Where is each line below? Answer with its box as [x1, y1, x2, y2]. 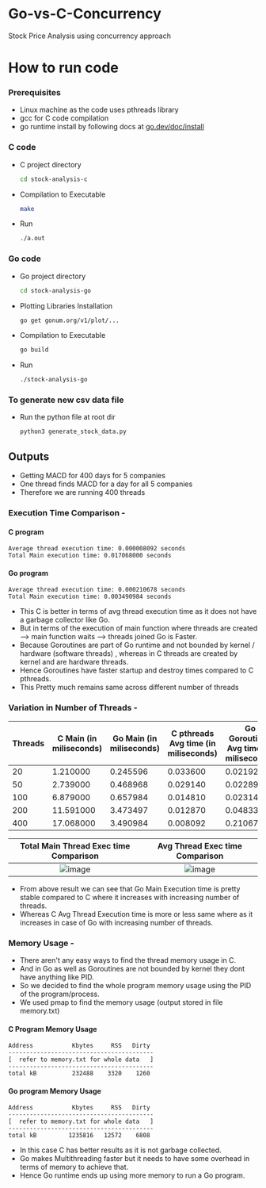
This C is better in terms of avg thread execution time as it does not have [19, 607, 257, 616]
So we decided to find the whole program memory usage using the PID [19, 981, 252, 991]
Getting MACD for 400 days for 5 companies [19, 471, 166, 481]
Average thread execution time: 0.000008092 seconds [8, 545, 186, 553]
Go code [8, 253, 41, 264]
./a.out [19, 235, 45, 243]
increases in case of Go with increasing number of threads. [19, 918, 214, 927]
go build [19, 346, 49, 354]
